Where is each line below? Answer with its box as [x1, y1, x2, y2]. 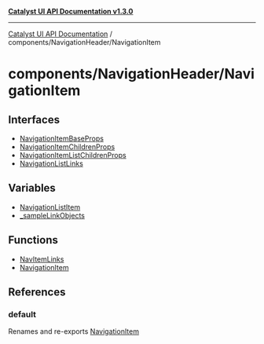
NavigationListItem [19, 202, 81, 211]
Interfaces [8, 113, 60, 126]
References [8, 286, 66, 299]
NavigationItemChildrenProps [19, 142, 115, 152]
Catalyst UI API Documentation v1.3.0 [8, 7, 134, 16]
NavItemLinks [19, 254, 64, 264]
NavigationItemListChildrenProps [19, 151, 127, 159]
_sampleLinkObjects [19, 210, 85, 220]
